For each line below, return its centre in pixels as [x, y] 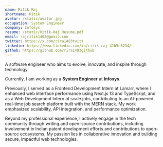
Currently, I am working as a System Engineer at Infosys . [63, 79]
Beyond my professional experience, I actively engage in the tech [71, 118]
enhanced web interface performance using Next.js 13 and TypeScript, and [80, 93]
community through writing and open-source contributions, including [74, 123]
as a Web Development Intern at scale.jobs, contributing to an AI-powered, [80, 98]
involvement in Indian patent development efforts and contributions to [75, 129]
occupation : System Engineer [35, 23]
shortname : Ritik [23, 14]
